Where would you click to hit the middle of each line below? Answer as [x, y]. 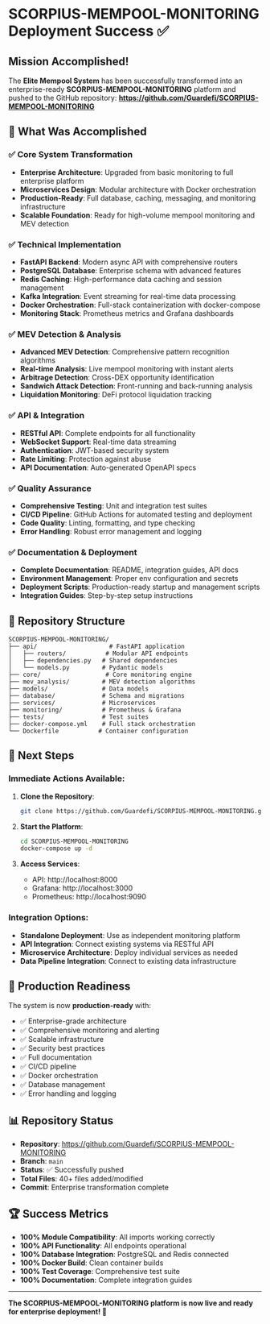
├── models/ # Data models [79, 689]
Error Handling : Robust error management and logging [111, 531]
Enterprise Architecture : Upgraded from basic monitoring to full [127, 172]
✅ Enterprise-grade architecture [73, 1021]
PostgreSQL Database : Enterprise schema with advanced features [131, 270]
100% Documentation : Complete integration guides [106, 1280]
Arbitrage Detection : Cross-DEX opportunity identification [117, 378]
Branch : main [41, 1161]
